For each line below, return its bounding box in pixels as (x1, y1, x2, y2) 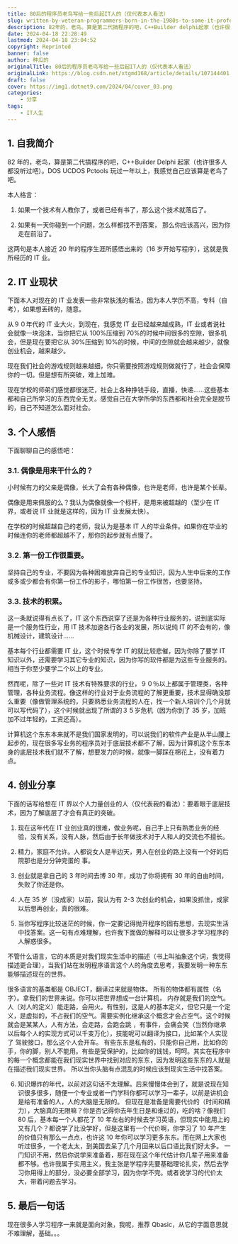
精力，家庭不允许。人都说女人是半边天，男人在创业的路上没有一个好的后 (17, 847, 229, 855)
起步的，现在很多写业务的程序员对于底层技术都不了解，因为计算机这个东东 (7, 739, 225, 748)
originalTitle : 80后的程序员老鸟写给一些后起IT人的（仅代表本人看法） (7, 63, 195, 70)
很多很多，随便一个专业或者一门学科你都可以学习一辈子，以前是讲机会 (23, 1088, 229, 1096)
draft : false (7, 76, 46, 84)
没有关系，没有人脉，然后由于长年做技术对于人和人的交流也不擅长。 (30, 832, 229, 840)
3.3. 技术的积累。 (7, 596, 67, 606)
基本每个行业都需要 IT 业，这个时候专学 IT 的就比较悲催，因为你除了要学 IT (7, 647, 226, 655)
